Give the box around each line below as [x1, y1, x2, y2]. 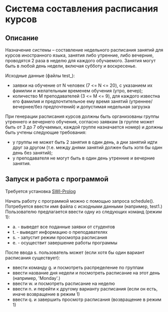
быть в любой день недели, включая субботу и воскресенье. [5, 63, 137, 69]
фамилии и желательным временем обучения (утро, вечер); [12, 88, 143, 93]
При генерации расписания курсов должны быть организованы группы [5, 113, 159, 119]
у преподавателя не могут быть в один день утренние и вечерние [12, 155, 155, 161]
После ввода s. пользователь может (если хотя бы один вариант [5, 249, 144, 255]
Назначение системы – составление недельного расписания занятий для [5, 47, 163, 53]
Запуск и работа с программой [5, 175, 109, 184]
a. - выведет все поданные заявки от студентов [12, 224, 115, 230]
